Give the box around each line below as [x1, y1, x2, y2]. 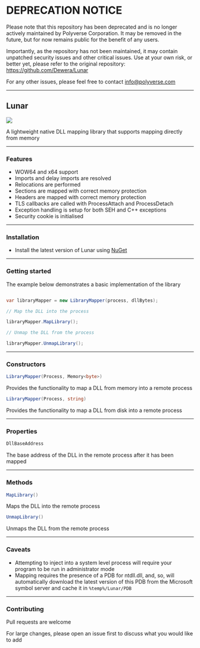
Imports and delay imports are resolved [14, 175, 111, 182]
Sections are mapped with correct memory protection [14, 187, 147, 194]
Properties [6, 427, 37, 435]
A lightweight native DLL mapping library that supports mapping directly [6, 128, 183, 135]
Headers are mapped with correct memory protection [14, 194, 146, 201]
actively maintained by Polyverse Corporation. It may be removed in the [6, 29, 182, 36]
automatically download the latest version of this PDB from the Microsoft [14, 578, 193, 585]
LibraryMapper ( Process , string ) [6, 396, 86, 402]
